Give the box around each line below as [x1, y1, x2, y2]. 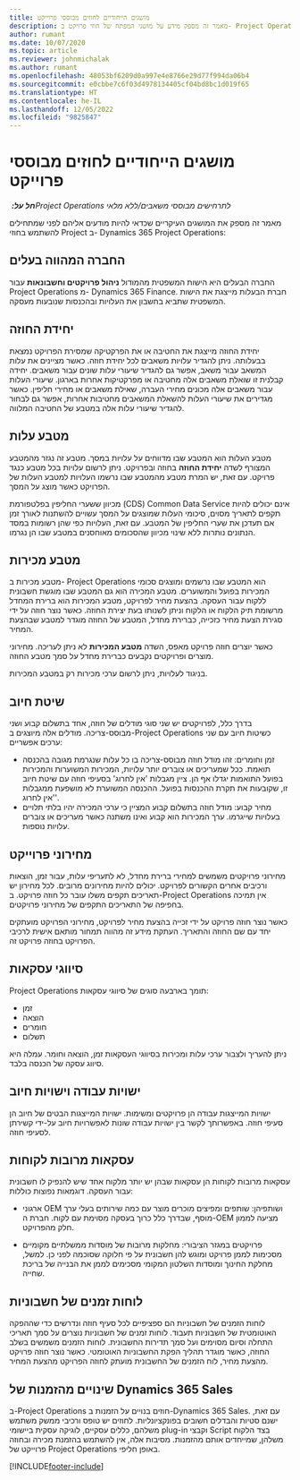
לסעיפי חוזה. [9, 1126, 51, 1137]
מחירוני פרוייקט [9, 847, 93, 862]
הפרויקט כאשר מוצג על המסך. [9, 481, 111, 492]
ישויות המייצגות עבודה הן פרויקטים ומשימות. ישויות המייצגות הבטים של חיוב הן [9, 1108, 271, 1118]
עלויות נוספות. [21, 821, 70, 832]
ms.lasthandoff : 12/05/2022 [9, 105, 114, 114]
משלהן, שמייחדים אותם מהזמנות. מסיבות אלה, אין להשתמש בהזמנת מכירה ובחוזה [9, 1434, 284, 1444]
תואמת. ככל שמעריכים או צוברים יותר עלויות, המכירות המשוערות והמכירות [21, 764, 271, 774]
